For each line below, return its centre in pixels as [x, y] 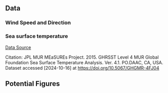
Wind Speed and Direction [38, 23]
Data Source [18, 47]
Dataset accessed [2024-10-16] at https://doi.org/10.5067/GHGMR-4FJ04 [82, 68]
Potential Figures [33, 84]
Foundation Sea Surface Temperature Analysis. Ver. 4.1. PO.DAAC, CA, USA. [84, 62]
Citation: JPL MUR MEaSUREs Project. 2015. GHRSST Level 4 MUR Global [82, 57]
